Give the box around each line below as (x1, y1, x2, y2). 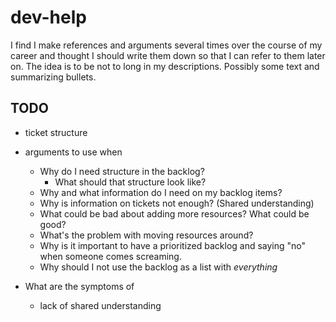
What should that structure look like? (54, 176, 207, 188)
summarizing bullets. (10, 71, 97, 83)
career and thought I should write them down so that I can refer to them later (10, 49, 326, 61)
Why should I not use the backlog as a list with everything (39, 261, 278, 273)
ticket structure (24, 126, 88, 138)
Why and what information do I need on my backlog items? (39, 186, 283, 198)
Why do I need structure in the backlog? (39, 165, 205, 177)
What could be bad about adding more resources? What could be (39, 207, 310, 220)
